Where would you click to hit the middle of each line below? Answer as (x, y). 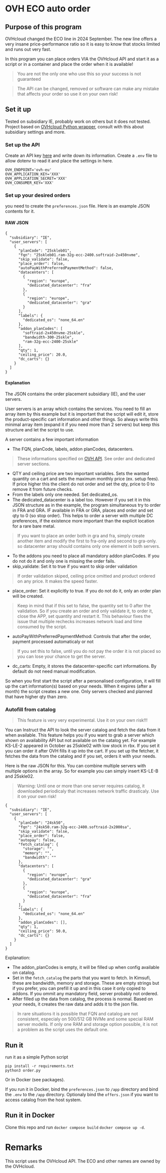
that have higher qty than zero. (37, 696)
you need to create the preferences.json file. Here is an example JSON (77, 206)
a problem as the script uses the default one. (63, 1030)
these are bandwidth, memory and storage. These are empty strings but (86, 983)
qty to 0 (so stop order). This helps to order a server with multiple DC (83, 515)
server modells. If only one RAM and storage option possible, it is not (87, 1024)
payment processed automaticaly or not (53, 641)
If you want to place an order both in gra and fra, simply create (81, 535)
